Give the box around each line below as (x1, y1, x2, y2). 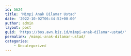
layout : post (5, 25, 32, 30)
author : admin (5, 20, 34, 26)
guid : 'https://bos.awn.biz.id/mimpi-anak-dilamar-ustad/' (5, 30, 127, 35)
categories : (5, 39, 29, 44)
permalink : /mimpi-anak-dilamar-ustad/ (5, 35, 86, 39)
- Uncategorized (14, 43, 47, 48)
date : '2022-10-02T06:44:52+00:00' (5, 16, 77, 21)
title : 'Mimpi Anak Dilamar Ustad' (5, 12, 77, 17)
